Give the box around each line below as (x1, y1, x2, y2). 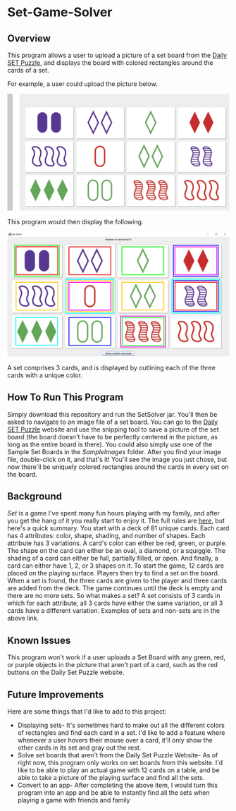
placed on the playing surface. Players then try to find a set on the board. (7, 569, 220, 578)
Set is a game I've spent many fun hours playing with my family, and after (7, 509, 221, 518)
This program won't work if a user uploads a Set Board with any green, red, (7, 653, 226, 661)
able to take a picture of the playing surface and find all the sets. (17, 774, 205, 782)
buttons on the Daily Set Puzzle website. (7, 668, 125, 677)
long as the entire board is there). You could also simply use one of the (7, 440, 213, 449)
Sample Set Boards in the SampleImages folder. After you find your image (7, 447, 222, 456)
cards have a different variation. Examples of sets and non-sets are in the (7, 606, 221, 615)
